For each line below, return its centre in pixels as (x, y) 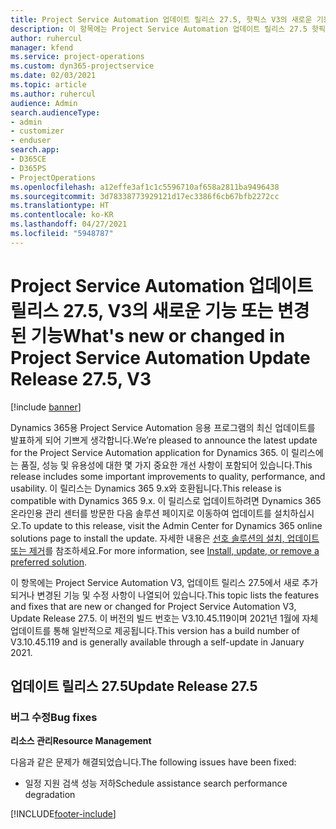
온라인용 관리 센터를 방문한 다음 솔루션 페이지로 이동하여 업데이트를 (141, 513)
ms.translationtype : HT (60, 206)
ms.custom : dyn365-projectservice (82, 66)
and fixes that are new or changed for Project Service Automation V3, (153, 606)
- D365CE (28, 159)
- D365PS (28, 168)
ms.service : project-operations (77, 57)
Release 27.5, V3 (81, 378)
